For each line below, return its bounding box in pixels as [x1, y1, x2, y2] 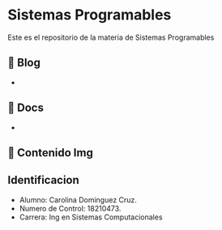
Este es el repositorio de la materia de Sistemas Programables [7, 32, 215, 42]
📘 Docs [7, 101, 44, 115]
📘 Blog [7, 56, 41, 70]
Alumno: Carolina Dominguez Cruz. [19, 194, 137, 204]
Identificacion [7, 173, 80, 187]
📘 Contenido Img [7, 146, 94, 160]
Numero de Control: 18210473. [19, 203, 122, 213]
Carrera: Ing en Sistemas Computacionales [19, 212, 163, 222]
